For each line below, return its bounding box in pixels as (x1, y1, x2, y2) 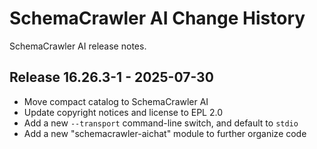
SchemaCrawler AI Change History (9, 7, 306, 30)
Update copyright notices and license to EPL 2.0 (23, 106, 224, 118)
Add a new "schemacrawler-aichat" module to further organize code (23, 127, 307, 139)
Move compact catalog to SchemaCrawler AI (23, 95, 209, 107)
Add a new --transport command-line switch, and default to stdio (23, 117, 299, 129)
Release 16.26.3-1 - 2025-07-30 (9, 69, 214, 86)
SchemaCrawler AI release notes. (9, 40, 147, 52)
